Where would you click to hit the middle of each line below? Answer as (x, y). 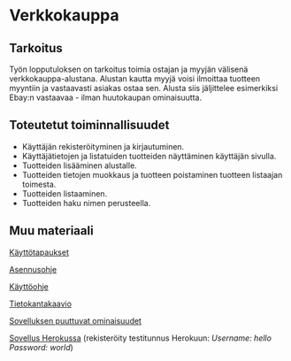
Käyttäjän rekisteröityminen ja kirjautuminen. (103, 146)
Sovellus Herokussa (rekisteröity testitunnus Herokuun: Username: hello (141, 338)
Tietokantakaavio (41, 303)
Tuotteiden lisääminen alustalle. (79, 165)
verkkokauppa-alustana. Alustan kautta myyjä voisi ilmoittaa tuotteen (135, 79)
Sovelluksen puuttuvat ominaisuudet (75, 320)
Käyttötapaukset (39, 252)
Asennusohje (33, 269)
